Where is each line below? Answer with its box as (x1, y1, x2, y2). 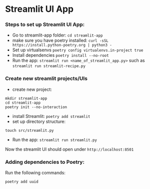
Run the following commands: (5, 170, 66, 176)
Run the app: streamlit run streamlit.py (12, 137, 97, 143)
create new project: (12, 86, 52, 92)
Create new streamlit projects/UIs (5, 75, 88, 82)
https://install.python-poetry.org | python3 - (12, 43, 112, 48)
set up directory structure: (12, 118, 66, 124)
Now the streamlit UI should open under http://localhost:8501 (5, 146, 134, 152)
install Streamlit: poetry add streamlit (12, 113, 90, 119)
